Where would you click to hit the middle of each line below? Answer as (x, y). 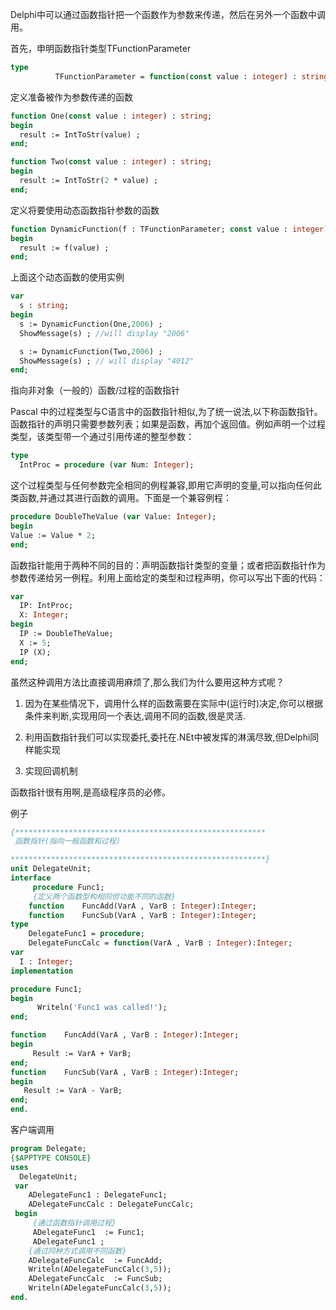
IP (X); (35, 652)
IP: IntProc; (46, 606)
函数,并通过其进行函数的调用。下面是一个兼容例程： (125, 497)
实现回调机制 (51, 770)
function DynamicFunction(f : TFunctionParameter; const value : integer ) (169, 229)
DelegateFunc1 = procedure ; (86, 934)
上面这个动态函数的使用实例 (67, 277)
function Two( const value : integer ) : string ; (111, 162)
